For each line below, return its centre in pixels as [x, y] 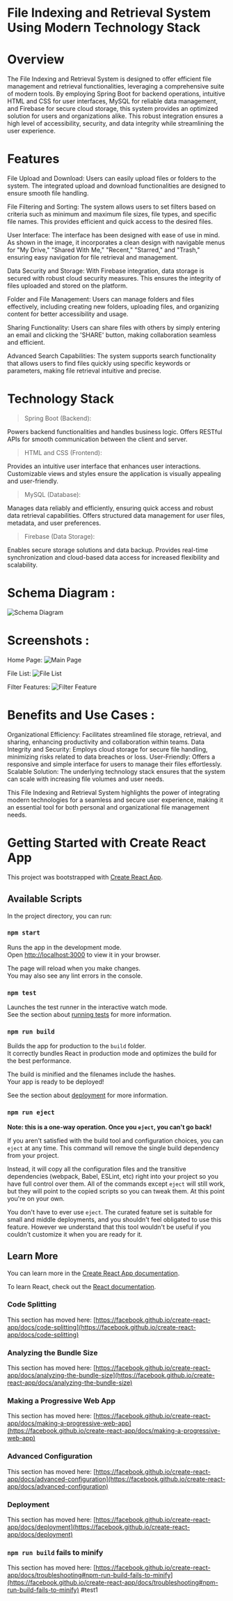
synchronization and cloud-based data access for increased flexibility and [113, 557]
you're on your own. [36, 1198]
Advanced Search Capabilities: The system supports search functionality [112, 356]
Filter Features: [29, 687]
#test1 [90, 1590]
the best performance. [39, 1061]
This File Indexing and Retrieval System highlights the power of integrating [114, 792]
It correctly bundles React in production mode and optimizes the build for [112, 1053]
